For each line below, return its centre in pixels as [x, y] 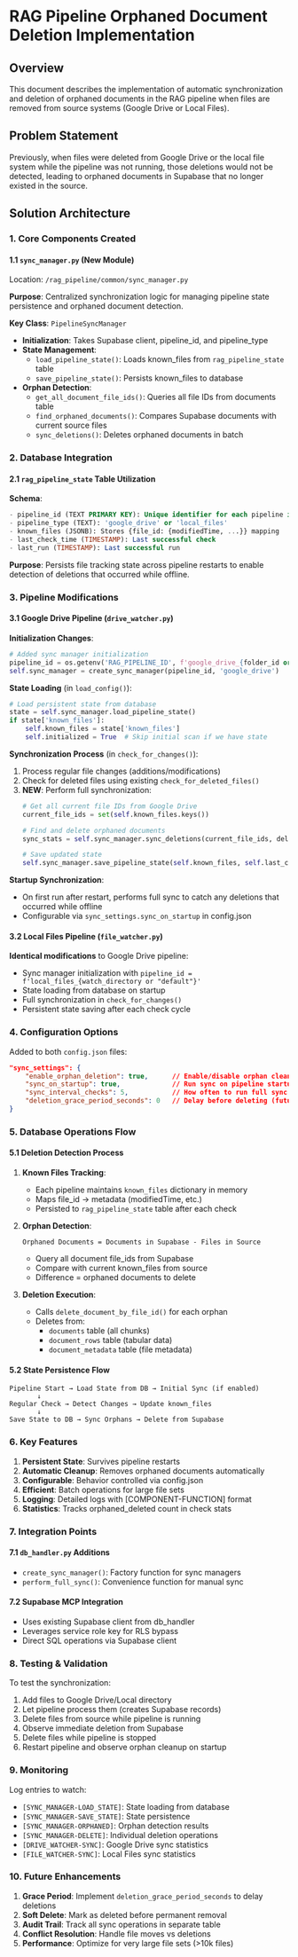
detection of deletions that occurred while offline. [99, 574]
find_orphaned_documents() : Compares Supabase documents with [156, 416]
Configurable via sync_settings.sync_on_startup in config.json [137, 916]
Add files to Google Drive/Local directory [97, 1700]
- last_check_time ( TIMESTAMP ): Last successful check [113, 540]
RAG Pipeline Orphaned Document [138, 16]
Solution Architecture [70, 213]
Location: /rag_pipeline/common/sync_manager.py [99, 279]
